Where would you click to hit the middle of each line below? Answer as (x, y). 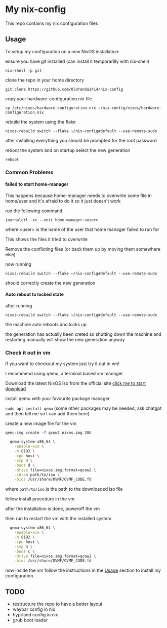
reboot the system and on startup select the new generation (68, 150)
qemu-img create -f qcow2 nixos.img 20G (49, 433)
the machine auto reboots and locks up (46, 325)
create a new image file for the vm (41, 423)
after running (19, 306)
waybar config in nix (34, 609)
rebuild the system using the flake (40, 122)
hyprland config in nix (35, 615)
